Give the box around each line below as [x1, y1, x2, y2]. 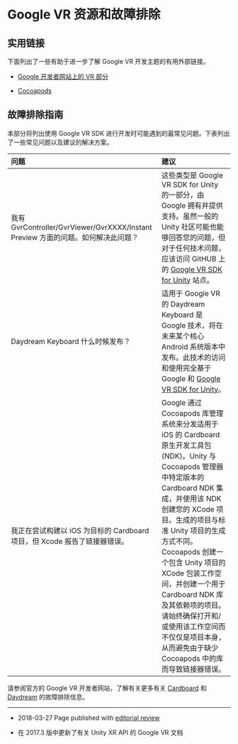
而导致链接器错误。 [161, 664, 226, 674]
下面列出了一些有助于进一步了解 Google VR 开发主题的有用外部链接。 [7, 58, 210, 65]
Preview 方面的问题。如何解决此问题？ [11, 232, 140, 242]
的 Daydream [161, 299, 205, 309]
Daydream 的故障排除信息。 [7, 692, 89, 701]
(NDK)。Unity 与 [161, 451, 217, 460]
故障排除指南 [7, 109, 64, 121]
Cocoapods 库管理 [161, 408, 224, 418]
